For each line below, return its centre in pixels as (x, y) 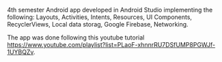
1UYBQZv (20, 52)
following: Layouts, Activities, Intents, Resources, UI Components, (100, 17)
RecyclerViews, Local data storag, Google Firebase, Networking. (98, 24)
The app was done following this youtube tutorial (76, 37)
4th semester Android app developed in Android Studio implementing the (110, 10)
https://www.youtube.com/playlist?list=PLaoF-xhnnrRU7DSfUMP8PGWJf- (111, 45)
